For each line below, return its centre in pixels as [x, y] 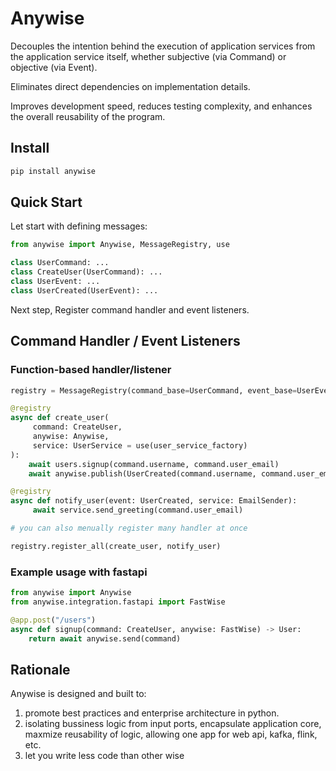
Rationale [40, 669]
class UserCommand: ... [60, 263]
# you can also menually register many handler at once [129, 528]
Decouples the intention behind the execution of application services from [163, 46]
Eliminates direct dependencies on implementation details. [130, 86]
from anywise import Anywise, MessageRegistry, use [120, 245]
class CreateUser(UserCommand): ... [86, 272]
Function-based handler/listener [91, 370]
